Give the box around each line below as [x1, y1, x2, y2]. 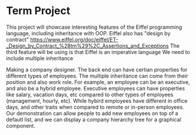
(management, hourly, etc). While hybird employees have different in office [6, 97, 188, 104]
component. [6, 122, 35, 129]
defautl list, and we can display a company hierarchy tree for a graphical [6, 116, 181, 123]
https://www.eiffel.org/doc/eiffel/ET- [30, 36, 119, 43]
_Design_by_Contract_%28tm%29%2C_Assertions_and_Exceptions [6, 42, 169, 49]
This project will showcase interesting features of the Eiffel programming [6, 23, 182, 31]
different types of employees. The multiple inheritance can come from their [6, 72, 188, 79]
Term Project [6, 4, 71, 18]
